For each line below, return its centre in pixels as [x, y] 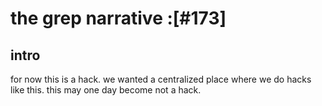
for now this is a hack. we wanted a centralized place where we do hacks [161, 79]
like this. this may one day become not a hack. [106, 90]
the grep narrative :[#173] [118, 18]
